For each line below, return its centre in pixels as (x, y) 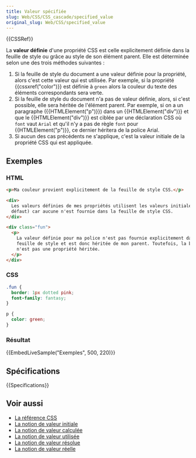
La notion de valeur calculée (48, 430)
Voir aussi (24, 404)
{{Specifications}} (28, 385)
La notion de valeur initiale (46, 424)
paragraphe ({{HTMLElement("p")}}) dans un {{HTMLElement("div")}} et (101, 111)
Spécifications (33, 371)
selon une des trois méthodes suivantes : (55, 63)
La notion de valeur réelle (45, 449)
